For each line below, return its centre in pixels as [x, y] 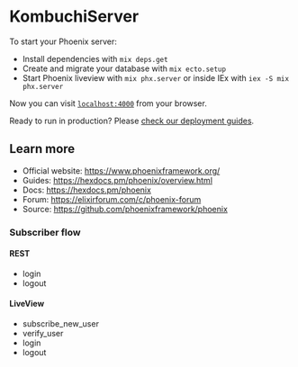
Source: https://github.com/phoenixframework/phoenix [125, 209]
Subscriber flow [45, 232]
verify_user [43, 334]
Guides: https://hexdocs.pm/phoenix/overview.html [117, 180]
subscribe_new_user [60, 324]
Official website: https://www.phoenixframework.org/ [121, 170]
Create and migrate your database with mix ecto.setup [124, 68]
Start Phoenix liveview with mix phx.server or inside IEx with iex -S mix [156, 77]
